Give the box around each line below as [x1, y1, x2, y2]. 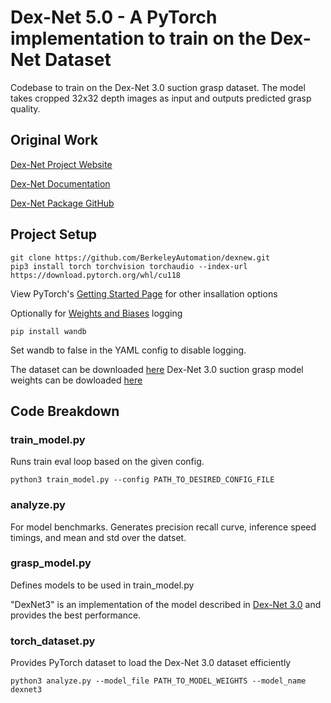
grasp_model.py [10, 556, 92, 570]
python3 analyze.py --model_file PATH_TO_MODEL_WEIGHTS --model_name [10, 676, 307, 686]
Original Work [10, 132, 99, 149]
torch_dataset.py [10, 634, 96, 648]
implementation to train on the [10, 27, 267, 50]
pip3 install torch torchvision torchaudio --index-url [10, 261, 248, 271]
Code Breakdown [10, 402, 120, 420]
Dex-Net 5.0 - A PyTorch [10, 6, 218, 29]
